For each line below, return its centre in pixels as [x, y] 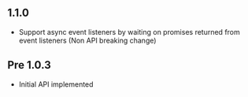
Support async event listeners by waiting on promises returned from [130, 32]
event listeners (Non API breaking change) [87, 40]
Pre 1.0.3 [30, 65]
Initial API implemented [56, 84]
